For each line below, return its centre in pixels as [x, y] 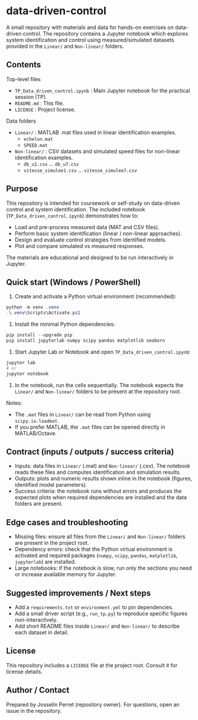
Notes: [14, 403]
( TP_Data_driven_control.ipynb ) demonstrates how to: [72, 216]
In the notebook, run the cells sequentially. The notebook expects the [99, 385]
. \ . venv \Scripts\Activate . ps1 [43, 313]
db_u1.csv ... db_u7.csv [51, 163]
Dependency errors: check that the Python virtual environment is [94, 549]
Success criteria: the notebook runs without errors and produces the [98, 491]
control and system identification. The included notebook [76, 209]
